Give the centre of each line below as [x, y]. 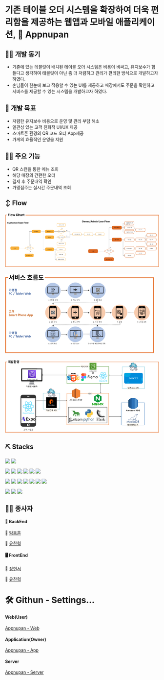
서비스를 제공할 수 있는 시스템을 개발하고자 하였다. [60, 91]
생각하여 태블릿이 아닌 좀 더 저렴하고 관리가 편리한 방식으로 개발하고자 [92, 73]
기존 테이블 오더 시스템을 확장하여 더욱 [77, 10]
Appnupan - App [22, 650]
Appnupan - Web [22, 628]
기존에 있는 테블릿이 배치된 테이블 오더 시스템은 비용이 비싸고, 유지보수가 [81, 67]
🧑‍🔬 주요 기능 [23, 157]
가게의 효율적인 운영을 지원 [38, 139]
